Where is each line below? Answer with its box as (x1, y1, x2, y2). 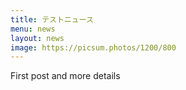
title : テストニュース (10, 14, 94, 25)
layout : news (10, 33, 65, 43)
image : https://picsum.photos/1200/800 (10, 42, 177, 53)
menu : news (10, 24, 56, 34)
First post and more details (10, 70, 121, 82)
